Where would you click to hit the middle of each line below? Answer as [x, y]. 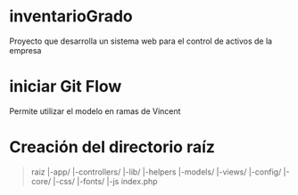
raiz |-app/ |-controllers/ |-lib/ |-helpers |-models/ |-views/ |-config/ [156, 172]
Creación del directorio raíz [112, 147]
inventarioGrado [71, 16]
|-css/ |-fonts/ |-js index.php [105, 181]
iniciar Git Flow [66, 87]
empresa [25, 50]
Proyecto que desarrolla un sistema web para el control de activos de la [141, 41]
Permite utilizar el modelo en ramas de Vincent [95, 111]
